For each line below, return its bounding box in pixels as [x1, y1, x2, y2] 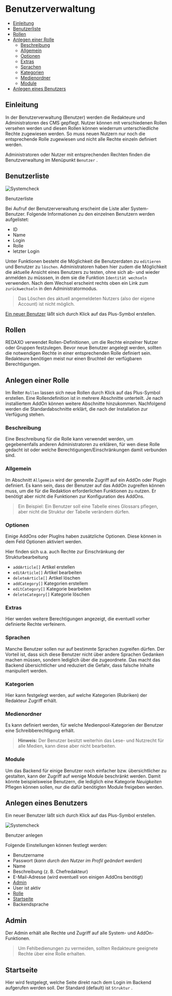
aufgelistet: [5, 216, 29, 223]
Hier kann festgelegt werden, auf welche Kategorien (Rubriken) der [5, 692, 147, 698]
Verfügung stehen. [5, 412, 45, 418]
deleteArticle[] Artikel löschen [12, 575, 81, 581]
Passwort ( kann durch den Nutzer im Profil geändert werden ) [12, 858, 143, 864]
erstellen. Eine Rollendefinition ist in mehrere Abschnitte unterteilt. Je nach [5, 395, 163, 401]
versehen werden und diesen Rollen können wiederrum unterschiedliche [5, 125, 159, 131]
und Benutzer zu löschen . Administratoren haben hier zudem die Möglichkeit [5, 263, 167, 270]
